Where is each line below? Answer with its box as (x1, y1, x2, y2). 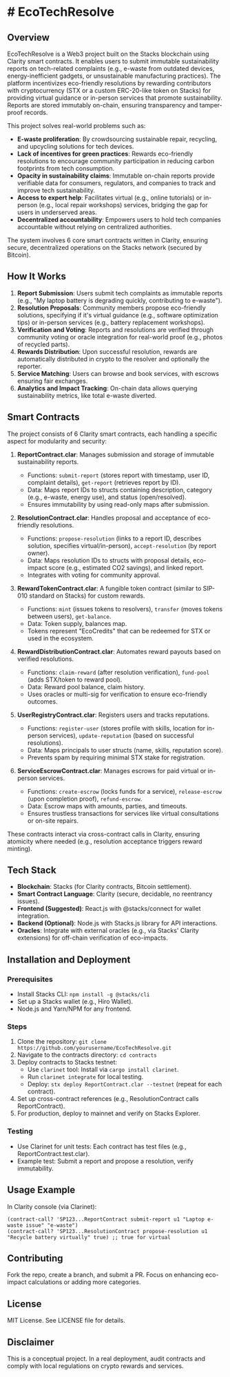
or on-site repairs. (27, 817, 79, 825)
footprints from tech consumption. (17, 165, 115, 172)
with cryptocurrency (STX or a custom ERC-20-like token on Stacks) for (7, 87, 211, 94)
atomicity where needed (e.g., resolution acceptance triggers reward (7, 837, 202, 845)
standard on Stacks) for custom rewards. (29, 591, 145, 600)
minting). (7, 844, 32, 852)
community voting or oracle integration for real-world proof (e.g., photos (17, 333, 223, 341)
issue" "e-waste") (25, 1221, 79, 1229)
